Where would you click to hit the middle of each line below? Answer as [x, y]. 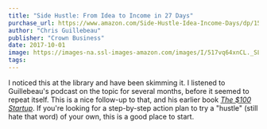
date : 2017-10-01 [37, 45]
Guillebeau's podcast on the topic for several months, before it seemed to [129, 91]
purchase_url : [32, 23]
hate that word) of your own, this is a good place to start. [101, 116]
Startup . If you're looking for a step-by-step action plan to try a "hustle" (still [133, 107]
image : [19, 53]
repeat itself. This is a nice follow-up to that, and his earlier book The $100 [130, 100]
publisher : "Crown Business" [56, 38]
